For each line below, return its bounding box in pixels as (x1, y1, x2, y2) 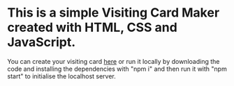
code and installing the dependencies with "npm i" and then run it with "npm (7, 64, 227, 73)
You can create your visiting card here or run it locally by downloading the (7, 57, 220, 65)
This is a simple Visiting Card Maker (7, 5, 220, 21)
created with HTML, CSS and (7, 19, 178, 35)
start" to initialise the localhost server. (7, 71, 117, 80)
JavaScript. (7, 35, 76, 50)
